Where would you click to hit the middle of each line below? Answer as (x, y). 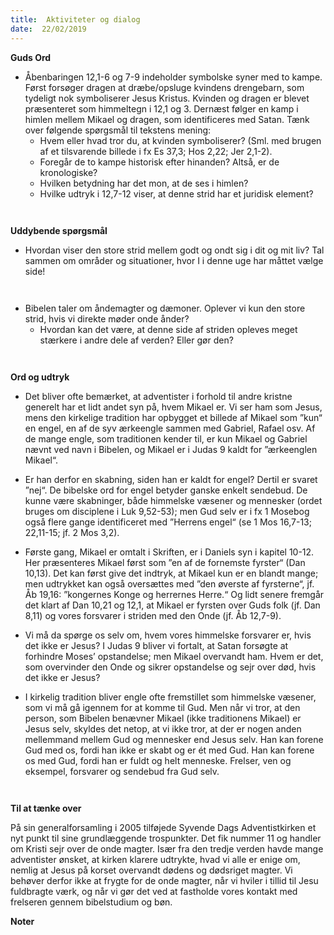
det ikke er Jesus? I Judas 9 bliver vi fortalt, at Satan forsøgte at (156, 645)
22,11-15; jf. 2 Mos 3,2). (72, 532)
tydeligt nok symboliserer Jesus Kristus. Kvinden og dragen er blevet (167, 98)
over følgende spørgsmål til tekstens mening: (118, 130)
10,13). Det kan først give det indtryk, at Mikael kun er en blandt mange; (171, 573)
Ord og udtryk (40, 377)
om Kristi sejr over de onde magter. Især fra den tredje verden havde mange (167, 848)
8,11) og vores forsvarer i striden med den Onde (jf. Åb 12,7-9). (153, 615)
